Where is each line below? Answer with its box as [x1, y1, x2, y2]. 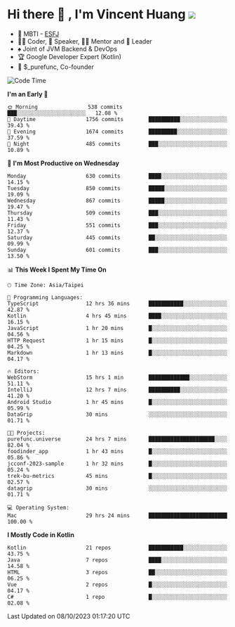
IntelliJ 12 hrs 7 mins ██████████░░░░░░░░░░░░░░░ [7, 386, 228, 393]
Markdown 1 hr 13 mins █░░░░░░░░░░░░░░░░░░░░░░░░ [7, 349, 228, 356]
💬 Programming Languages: [7, 293, 83, 301]
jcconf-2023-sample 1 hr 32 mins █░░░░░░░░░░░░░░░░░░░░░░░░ [7, 460, 228, 467]
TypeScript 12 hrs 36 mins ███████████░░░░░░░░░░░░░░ [7, 300, 228, 307]
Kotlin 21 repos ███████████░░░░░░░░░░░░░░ [7, 544, 228, 551]
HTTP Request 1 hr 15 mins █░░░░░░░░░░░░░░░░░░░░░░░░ [7, 337, 228, 344]
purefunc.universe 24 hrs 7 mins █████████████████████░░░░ [7, 436, 228, 443]
